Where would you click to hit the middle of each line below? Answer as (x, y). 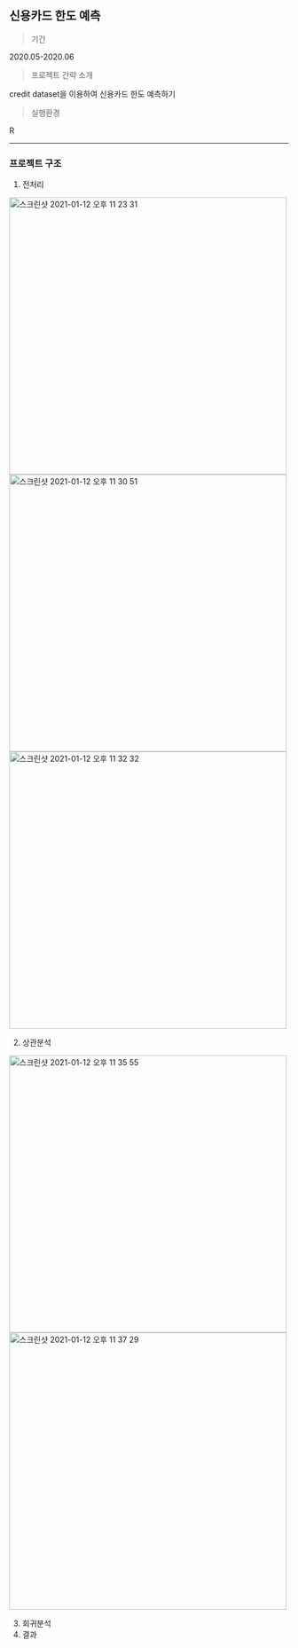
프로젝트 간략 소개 (62, 75)
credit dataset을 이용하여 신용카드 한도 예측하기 (92, 94)
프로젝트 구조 (35, 163)
